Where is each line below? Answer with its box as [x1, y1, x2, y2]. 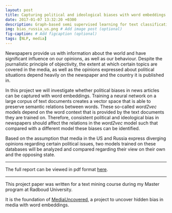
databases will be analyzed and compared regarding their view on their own [5, 146, 165, 152]
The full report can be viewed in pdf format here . [5, 166, 109, 172]
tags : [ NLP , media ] [5, 36, 47, 41]
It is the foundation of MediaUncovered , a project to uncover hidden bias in [5, 196, 164, 202]
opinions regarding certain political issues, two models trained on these [5, 140, 156, 146]
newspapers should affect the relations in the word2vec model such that [5, 120, 158, 126]
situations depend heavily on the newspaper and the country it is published [5, 72, 164, 78]
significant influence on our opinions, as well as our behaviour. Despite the [5, 55, 163, 61]
